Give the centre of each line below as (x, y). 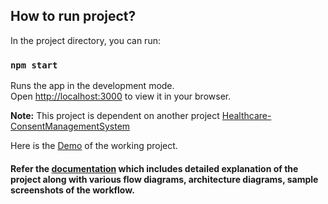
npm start (34, 65)
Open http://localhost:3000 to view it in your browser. (121, 96)
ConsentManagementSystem (70, 126)
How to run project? (73, 16)
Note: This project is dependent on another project (115, 116)
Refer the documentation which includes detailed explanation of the (154, 168)
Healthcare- (246, 116)
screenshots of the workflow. (72, 190)
